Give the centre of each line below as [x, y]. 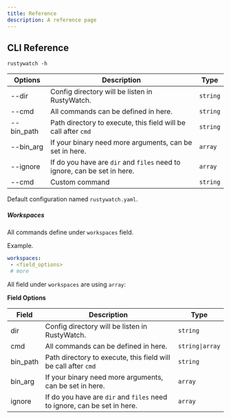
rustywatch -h [27, 64]
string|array [199, 346]
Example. [20, 246]
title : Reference [32, 13]
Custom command [80, 182]
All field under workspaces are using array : [66, 284]
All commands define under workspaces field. [70, 232]
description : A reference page [52, 20]
